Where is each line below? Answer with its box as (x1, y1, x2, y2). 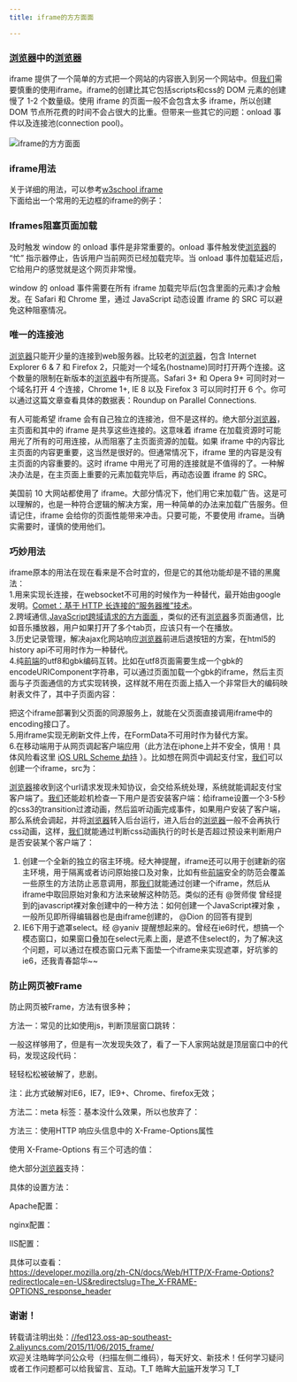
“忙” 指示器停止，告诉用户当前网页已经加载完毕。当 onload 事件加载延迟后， (9, 252, 288, 263)
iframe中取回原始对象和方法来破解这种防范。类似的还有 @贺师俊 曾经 (21, 889, 275, 899)
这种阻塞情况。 (16, 305, 72, 315)
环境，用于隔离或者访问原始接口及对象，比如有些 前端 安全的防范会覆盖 (29, 867, 286, 877)
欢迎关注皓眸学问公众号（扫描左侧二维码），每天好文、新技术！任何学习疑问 (9, 1352, 285, 1363)
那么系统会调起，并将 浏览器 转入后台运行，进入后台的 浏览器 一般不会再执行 (9, 815, 280, 826)
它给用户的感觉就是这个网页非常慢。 (9, 263, 141, 274)
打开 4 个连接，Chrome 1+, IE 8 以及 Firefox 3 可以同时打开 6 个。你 (32, 383, 279, 394)
